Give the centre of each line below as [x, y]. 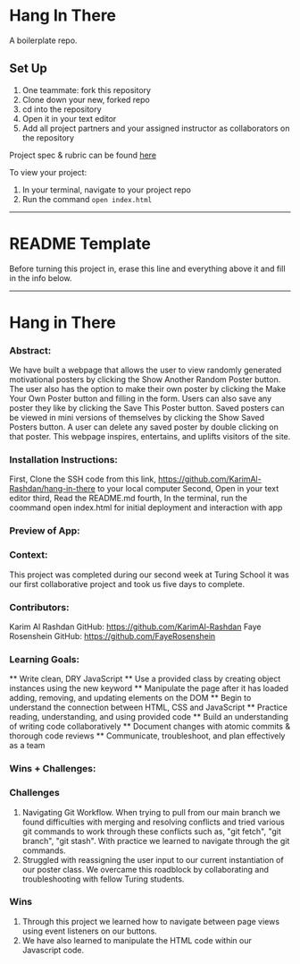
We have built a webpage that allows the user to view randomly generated [146, 370]
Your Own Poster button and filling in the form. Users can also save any [141, 398]
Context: [29, 555]
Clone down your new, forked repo [86, 99]
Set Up [28, 68]
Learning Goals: [45, 659]
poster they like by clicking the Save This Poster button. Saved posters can [147, 408]
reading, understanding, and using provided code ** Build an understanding [149, 717]
